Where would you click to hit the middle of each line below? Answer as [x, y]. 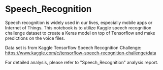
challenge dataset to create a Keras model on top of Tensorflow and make [80, 33]
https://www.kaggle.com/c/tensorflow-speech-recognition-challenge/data [81, 53]
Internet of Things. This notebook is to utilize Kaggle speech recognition [78, 27]
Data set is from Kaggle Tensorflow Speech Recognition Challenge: [73, 47]
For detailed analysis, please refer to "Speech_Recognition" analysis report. [82, 62]
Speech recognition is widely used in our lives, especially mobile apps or [79, 23]
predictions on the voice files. [35, 38]
